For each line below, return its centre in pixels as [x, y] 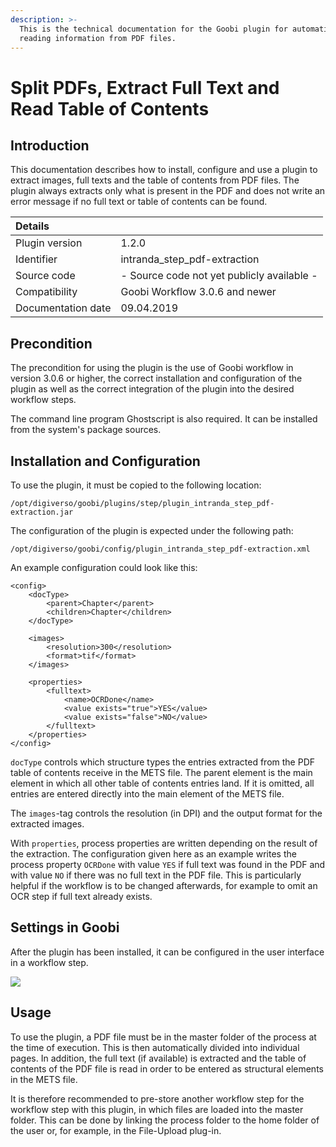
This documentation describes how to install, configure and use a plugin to [164, 170]
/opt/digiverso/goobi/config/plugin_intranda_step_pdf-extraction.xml [160, 549]
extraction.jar [42, 512]
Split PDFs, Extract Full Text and [145, 87]
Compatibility [46, 292]
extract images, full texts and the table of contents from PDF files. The [155, 180]
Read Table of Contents [110, 108]
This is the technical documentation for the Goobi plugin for [153, 29]
